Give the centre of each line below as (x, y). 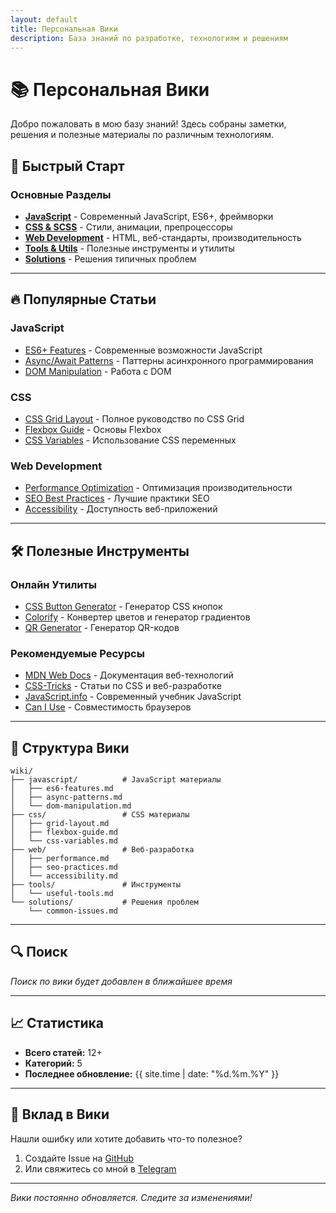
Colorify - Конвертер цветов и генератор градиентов (137, 617)
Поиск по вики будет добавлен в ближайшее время (121, 981)
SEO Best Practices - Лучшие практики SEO (117, 498)
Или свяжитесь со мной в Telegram (100, 1168)
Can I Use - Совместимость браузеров (108, 707)
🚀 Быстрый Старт (67, 166)
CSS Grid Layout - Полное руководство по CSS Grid (134, 418)
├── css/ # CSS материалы (100, 815)
